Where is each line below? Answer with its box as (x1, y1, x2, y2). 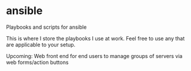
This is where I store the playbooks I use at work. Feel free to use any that (6, 35, 185, 42)
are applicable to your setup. (6, 41, 76, 48)
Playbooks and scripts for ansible (6, 23, 87, 31)
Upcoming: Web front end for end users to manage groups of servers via (6, 52, 183, 59)
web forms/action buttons (6, 59, 69, 66)
